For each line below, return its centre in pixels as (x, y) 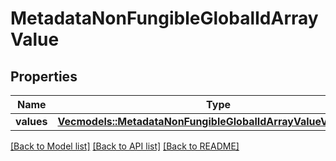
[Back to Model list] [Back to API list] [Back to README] (125, 146)
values (31, 121)
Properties (44, 76)
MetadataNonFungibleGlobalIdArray (164, 18)
